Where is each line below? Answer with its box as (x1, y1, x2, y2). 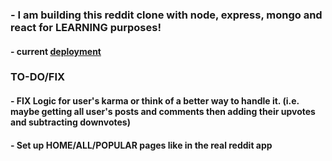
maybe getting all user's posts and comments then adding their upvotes (10, 106, 316, 118)
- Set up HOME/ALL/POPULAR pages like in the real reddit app (10, 139, 273, 151)
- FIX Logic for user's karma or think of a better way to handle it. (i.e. (10, 95, 300, 107)
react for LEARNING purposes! (10, 20, 162, 34)
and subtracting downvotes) (10, 116, 131, 128)
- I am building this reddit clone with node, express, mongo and (10, 8, 323, 22)
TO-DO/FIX (10, 70, 66, 84)
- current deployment (10, 45, 102, 57)
